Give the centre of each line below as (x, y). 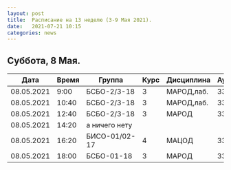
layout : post (26, 13)
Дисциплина (188, 80)
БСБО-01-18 (109, 156)
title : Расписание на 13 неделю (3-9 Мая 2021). (80, 20)
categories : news (32, 33)
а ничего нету (109, 125)
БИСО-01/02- (111, 136)
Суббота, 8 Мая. (44, 60)
